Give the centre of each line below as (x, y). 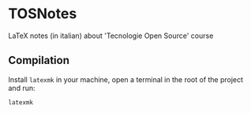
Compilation (39, 60)
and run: (22, 88)
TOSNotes (43, 14)
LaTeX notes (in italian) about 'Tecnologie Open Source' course (111, 36)
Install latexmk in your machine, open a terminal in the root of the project (126, 79)
